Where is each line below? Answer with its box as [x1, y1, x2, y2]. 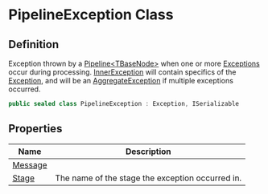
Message [12, 159, 47, 170]
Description [125, 146, 171, 157]
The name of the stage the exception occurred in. [55, 172, 242, 184]
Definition [8, 38, 59, 51]
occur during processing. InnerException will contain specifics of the [8, 67, 237, 77]
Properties [8, 122, 63, 135]
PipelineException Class [8, 6, 174, 24]
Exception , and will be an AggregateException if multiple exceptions [8, 76, 233, 85]
